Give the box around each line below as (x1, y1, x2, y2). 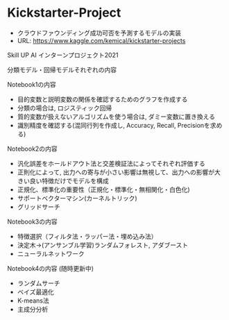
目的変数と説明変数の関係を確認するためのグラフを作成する (17, 95, 188, 103)
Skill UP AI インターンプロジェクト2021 (7, 51, 119, 59)
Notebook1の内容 (7, 80, 57, 88)
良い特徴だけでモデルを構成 (29, 176, 109, 185)
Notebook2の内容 (7, 144, 58, 153)
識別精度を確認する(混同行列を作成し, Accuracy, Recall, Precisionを (17, 121, 210, 129)
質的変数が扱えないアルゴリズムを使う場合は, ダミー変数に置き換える (17, 112, 215, 121)
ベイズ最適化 (17, 287, 54, 296)
